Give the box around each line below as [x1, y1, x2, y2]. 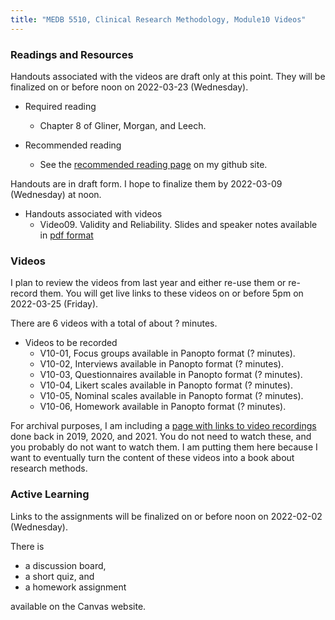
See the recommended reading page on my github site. [39, 158, 268, 170]
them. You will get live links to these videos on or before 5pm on [39, 287, 304, 300]
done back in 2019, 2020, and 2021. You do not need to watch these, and [10, 431, 312, 443]
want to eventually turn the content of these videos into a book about [10, 452, 295, 464]
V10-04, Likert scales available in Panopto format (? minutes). [39, 379, 293, 391]
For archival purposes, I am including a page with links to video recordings [10, 420, 317, 432]
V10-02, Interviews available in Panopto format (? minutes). [39, 358, 284, 370]
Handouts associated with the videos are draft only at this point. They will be [10, 70, 326, 82]
